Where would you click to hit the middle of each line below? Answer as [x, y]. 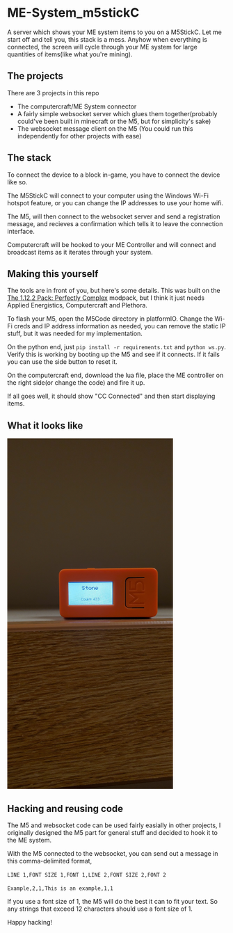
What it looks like [45, 425]
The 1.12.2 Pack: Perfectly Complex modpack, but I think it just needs [106, 298]
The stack [29, 158]
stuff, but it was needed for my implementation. [75, 334]
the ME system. [30, 840]
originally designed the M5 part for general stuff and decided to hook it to [112, 832]
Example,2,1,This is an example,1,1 [60, 888]
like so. [17, 182]
